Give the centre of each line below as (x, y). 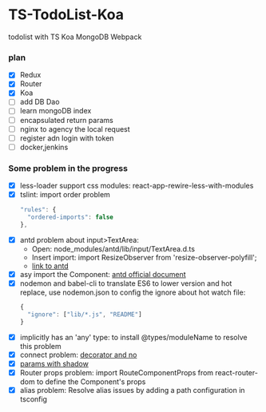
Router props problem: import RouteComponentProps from (117, 372)
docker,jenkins (44, 147)
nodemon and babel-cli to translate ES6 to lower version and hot (126, 283)
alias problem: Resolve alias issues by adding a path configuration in (132, 390)
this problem (40, 346)
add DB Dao (40, 102)
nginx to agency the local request (75, 129)
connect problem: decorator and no (78, 355)
